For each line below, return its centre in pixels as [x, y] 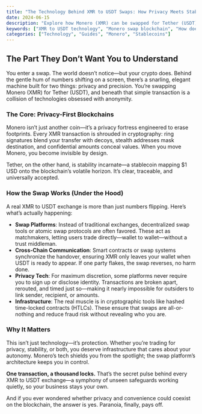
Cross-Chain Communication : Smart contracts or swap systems [95, 250]
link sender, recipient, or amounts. [57, 295]
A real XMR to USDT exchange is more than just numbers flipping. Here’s [96, 206]
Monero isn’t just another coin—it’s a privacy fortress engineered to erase [97, 128]
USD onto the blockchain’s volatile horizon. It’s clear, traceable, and [90, 171]
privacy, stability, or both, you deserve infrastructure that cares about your [99, 349]
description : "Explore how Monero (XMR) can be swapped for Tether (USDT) [102, 23]
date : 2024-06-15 [28, 17]
